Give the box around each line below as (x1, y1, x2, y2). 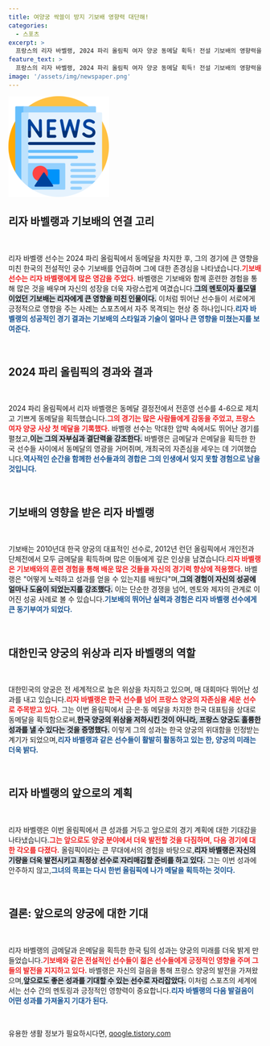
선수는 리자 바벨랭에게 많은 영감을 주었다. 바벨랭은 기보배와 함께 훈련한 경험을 (8, 273, 249, 283)
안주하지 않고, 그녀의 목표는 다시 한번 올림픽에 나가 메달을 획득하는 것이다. (8, 865, 235, 874)
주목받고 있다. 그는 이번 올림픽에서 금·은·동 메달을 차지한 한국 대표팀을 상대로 (16, 705, 256, 714)
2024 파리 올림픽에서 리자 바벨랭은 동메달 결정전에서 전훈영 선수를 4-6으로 (8, 404, 243, 413)
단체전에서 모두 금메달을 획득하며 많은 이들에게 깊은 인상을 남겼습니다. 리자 (8, 554, 240, 564)
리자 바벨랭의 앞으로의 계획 (8, 787, 133, 800)
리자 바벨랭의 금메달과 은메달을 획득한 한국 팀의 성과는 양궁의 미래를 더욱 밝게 (8, 945, 251, 955)
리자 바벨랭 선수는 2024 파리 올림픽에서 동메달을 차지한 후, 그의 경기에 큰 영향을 (8, 253, 260, 263)
